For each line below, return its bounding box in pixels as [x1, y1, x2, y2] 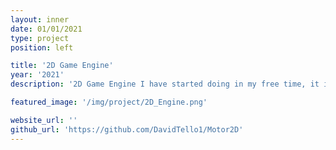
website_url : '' [10, 115, 78, 125]
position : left [10, 42, 74, 53]
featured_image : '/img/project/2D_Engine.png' [10, 97, 208, 107]
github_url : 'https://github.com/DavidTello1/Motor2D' [10, 124, 244, 135]
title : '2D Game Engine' [10, 61, 114, 71]
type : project [10, 33, 70, 43]
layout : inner [10, 14, 70, 25]
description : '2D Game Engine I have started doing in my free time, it [10, 79, 320, 90]
